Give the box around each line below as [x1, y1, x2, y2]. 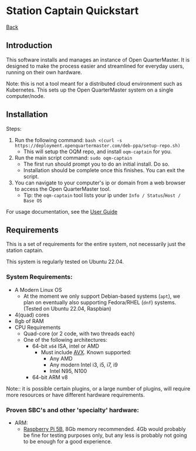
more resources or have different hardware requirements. [6, 391, 145, 398]
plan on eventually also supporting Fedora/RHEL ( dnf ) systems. [23, 298, 177, 306]
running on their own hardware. [6, 69, 82, 76]
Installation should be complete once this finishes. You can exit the [23, 166, 185, 174]
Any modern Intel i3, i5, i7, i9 [49, 361, 119, 368]
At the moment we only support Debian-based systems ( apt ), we [23, 292, 181, 299]
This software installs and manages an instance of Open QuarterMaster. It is [6, 56, 190, 63]
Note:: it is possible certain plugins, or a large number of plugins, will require [6, 385, 191, 392]
